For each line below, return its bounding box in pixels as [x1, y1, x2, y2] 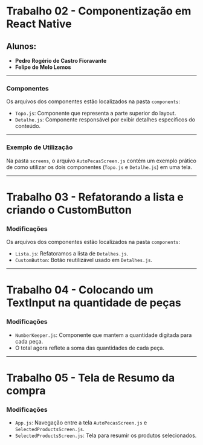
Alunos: [6, 41, 37, 51]
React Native [6, 17, 72, 31]
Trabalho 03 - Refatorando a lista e [6, 190, 184, 203]
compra [6, 383, 47, 397]
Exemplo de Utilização [6, 143, 73, 152]
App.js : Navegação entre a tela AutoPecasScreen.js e [14, 419, 147, 426]
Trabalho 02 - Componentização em [6, 4, 192, 18]
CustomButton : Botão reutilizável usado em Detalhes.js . [14, 257, 153, 264]
